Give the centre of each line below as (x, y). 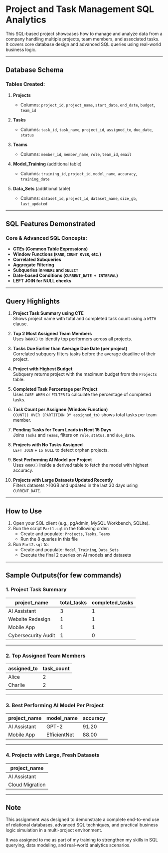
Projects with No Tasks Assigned (48, 445)
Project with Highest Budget (43, 369)
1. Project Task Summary (36, 590)
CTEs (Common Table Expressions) (50, 249)
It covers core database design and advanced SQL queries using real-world (84, 44)
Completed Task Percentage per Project (55, 389)
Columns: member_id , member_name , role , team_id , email (76, 154)
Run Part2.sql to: (31, 544)
